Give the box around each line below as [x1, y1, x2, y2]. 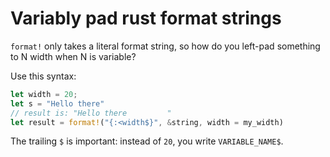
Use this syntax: [10, 70, 77, 82]
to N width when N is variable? [10, 50, 137, 62]
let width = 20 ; [10, 89, 78, 99]
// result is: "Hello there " [10, 108, 172, 118]
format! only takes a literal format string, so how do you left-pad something [10, 40, 321, 52]
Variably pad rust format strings [10, 7, 282, 30]
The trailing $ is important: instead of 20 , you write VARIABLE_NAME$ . [10, 135, 284, 147]
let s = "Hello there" [10, 98, 105, 109]
